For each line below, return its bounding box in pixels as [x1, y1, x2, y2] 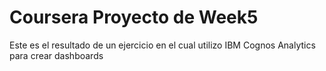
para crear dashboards [9, 49, 104, 61]
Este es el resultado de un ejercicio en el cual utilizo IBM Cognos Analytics [9, 39, 316, 51]
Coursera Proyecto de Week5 [9, 6, 259, 29]
